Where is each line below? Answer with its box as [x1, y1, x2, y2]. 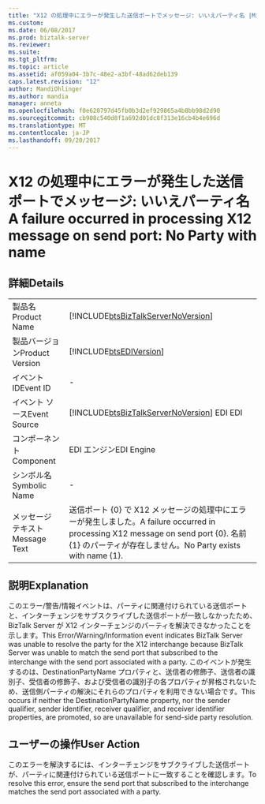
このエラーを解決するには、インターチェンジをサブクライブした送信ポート [8, 760, 250, 769]
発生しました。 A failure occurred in [84, 516, 216, 527]
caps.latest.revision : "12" [8, 77, 101, 85]
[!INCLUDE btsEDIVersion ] [69, 346, 165, 357]
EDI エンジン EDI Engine [69, 443, 156, 454]
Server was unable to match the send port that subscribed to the [8, 648, 218, 657]
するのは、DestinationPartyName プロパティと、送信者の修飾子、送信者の [8, 668, 248, 677]
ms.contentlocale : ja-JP [8, 129, 90, 136]
